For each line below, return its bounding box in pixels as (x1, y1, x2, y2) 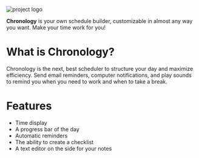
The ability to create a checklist (15, 138, 94, 145)
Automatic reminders (15, 132, 68, 139)
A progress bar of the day (15, 125, 80, 133)
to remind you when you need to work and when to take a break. (6, 77, 168, 85)
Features (6, 99, 52, 113)
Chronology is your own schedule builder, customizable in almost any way (6, 18, 193, 24)
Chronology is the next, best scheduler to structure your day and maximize (6, 65, 194, 72)
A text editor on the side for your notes (15, 145, 112, 152)
